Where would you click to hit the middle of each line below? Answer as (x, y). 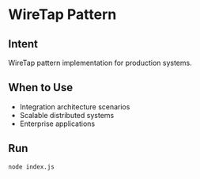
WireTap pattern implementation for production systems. (100, 63)
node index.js (32, 167)
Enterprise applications (57, 124)
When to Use (41, 88)
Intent (23, 44)
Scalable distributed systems (67, 115)
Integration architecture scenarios (75, 107)
